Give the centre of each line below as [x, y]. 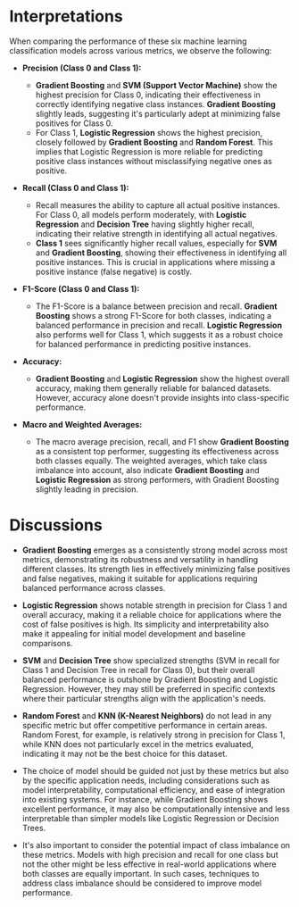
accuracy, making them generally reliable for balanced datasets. [154, 388]
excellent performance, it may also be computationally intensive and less [156, 809]
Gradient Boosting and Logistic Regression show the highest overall [162, 379]
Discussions [56, 525]
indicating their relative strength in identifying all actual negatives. [157, 233]
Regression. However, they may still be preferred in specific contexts [149, 688]
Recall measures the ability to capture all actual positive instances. [158, 205]
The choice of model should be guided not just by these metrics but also [155, 770]
